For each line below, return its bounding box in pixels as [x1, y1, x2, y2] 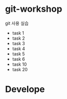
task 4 [12, 46, 26, 51]
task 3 [12, 40, 25, 46]
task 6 [12, 56, 25, 62]
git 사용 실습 [5, 20, 29, 26]
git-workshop [5, 3, 63, 15]
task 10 [12, 61, 27, 67]
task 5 [12, 50, 25, 57]
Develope [5, 84, 45, 95]
